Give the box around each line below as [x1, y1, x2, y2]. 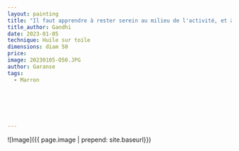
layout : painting [7, 10, 59, 18]
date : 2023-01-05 [7, 30, 59, 38]
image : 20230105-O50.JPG [7, 57, 81, 64]
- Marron [14, 76, 40, 84]
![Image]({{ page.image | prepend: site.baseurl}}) [7, 135, 152, 144]
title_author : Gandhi [7, 23, 72, 30]
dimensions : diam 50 [7, 43, 69, 50]
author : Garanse [7, 63, 55, 70]
